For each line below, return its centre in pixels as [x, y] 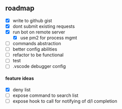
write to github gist [32, 20]
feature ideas [20, 78]
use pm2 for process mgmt [49, 38]
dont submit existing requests [44, 26]
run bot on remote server [39, 32]
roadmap [20, 8]
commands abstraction [37, 44]
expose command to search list [45, 95]
